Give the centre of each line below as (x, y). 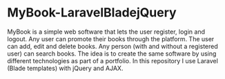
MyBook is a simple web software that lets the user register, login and (106, 32)
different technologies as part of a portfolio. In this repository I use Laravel (113, 60)
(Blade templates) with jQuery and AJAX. (65, 68)
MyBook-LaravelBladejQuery (92, 13)
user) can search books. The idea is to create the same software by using (112, 54)
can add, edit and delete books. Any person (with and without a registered (113, 46)
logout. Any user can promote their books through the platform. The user (111, 38)
